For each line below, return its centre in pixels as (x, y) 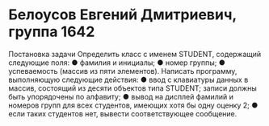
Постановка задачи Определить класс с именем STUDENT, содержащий (135, 54)
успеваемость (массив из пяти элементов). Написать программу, (123, 71)
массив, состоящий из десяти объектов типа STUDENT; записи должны (132, 88)
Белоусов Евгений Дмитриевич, (122, 15)
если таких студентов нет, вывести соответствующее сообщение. (123, 113)
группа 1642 (52, 32)
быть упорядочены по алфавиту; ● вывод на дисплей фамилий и (121, 96)
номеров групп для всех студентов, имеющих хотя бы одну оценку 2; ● (133, 105)
